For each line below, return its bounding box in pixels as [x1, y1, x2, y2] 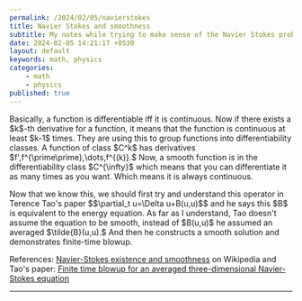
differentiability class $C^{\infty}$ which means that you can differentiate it [9, 161, 288, 172]
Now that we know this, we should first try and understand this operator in [9, 188, 285, 199]
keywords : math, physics [9, 55, 102, 64]
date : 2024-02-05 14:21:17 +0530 [9, 38, 135, 48]
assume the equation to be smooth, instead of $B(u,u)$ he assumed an [9, 217, 273, 228]
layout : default [9, 47, 70, 56]
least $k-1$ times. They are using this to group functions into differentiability [9, 132, 292, 143]
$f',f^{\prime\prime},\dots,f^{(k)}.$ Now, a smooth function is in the [9, 151, 259, 162]
